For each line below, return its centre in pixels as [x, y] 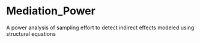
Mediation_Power [51, 11]
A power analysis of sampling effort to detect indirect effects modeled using [100, 27]
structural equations [31, 33]
